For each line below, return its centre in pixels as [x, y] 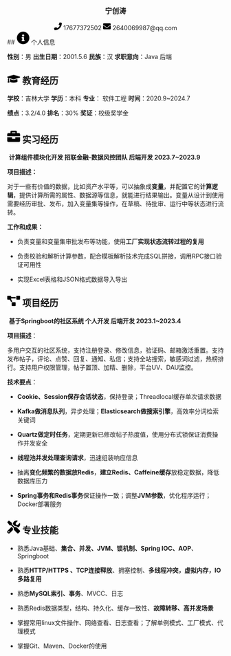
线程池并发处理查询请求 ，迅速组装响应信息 [77, 457]
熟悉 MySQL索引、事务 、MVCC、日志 [70, 593]
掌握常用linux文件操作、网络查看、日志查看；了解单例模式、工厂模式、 [117, 622]
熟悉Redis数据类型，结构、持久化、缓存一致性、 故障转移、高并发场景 [115, 608]
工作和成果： [25, 227]
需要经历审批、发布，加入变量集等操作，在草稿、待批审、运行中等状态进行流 [115, 204]
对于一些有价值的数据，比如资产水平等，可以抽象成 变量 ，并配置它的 [103, 186]
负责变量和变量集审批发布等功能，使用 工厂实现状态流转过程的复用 [110, 241]
